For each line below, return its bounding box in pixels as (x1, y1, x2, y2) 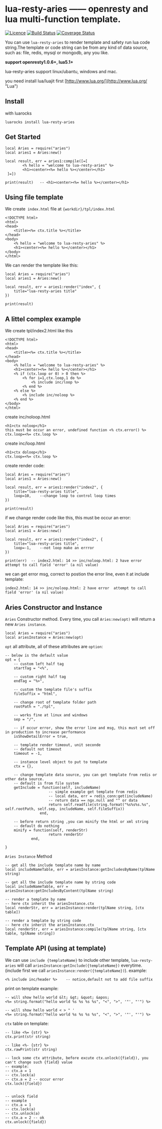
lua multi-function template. (5, 14, 121, 25)
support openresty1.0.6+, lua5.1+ (5, 59, 74, 65)
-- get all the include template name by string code (5, 880, 116, 885)
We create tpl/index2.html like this (5, 328, 73, 334)
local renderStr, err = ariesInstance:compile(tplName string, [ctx (5, 927, 146, 932)
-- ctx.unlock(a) (5, 1111, 40, 1116)
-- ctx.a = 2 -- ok (5, 1115, 45, 1120)
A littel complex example (5, 315, 81, 323)
